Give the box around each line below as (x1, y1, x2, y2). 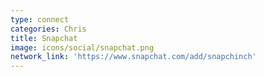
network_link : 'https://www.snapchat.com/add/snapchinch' (10, 52, 257, 62)
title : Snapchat (10, 33, 78, 43)
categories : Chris (10, 24, 87, 34)
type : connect (10, 14, 70, 25)
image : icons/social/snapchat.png (10, 42, 155, 53)
